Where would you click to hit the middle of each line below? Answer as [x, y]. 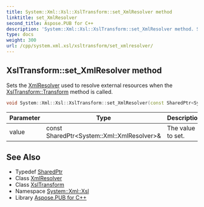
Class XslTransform [40, 185]
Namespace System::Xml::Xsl [52, 191]
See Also [23, 157]
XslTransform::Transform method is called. [60, 91]
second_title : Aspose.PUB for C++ [50, 23]
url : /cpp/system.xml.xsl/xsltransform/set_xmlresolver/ [80, 46]
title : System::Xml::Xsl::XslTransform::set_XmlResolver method [89, 12]
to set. [176, 136]
